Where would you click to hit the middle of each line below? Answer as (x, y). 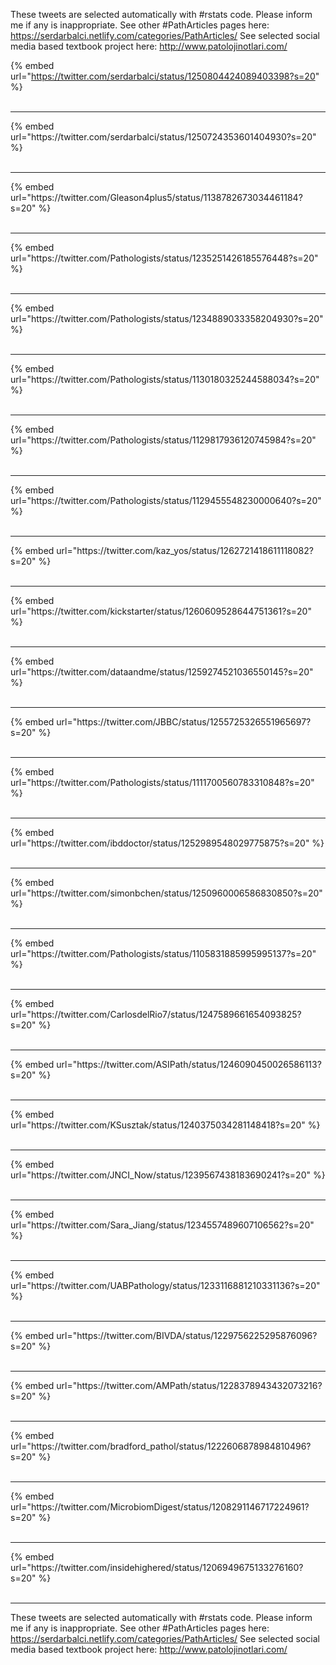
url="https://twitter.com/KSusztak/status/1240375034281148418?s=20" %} (165, 1125)
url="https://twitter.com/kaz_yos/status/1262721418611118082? (185, 550)
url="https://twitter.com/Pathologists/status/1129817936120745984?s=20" (163, 440)
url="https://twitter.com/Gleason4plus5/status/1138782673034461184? (156, 197)
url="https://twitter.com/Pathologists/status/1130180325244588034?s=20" (165, 379)
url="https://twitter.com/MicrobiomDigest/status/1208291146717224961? (160, 1507)
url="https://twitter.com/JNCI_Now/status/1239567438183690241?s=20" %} (168, 1175)
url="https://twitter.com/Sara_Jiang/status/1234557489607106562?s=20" (162, 1225)
